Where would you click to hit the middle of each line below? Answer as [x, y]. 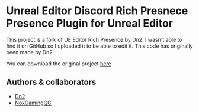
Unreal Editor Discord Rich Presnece [97, 11]
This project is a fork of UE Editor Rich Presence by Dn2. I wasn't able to [94, 39]
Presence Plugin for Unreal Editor [90, 23]
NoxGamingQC [33, 103]
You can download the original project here [59, 64]
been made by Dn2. [30, 52]
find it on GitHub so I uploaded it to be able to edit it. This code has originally [99, 46]
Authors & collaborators [51, 82]
